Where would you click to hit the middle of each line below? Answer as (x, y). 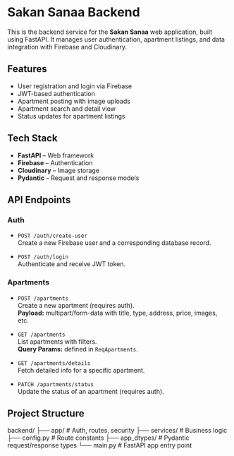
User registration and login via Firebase (75, 86)
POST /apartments (43, 298)
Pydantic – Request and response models (78, 178)
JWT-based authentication (56, 93)
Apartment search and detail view (67, 108)
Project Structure (46, 413)
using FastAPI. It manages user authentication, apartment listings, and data (116, 39)
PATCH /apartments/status (55, 384)
